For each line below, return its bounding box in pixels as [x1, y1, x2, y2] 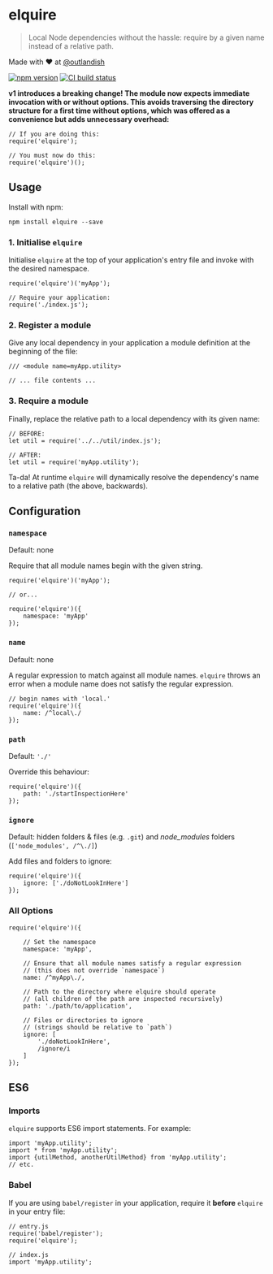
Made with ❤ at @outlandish [8, 57, 106, 67]
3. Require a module [8, 396, 89, 407]
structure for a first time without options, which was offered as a [8, 106, 231, 115]
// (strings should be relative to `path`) [23, 1023, 173, 1031]
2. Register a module [8, 319, 92, 331]
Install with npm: [8, 201, 63, 212]
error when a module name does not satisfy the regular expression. [8, 678, 234, 688]
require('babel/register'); [8, 1229, 104, 1237]
